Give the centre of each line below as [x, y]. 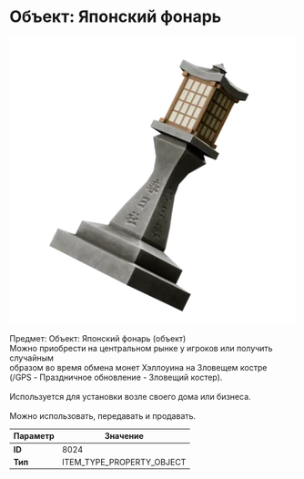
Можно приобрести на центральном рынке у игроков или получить [141, 348]
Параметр [34, 436]
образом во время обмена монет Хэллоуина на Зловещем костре [138, 367]
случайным [32, 358]
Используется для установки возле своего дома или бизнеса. [131, 396]
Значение [124, 436]
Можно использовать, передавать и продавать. [103, 415]
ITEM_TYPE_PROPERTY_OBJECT [124, 462]
